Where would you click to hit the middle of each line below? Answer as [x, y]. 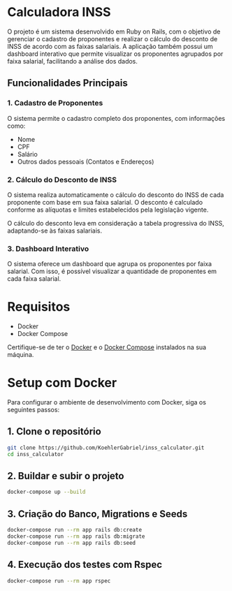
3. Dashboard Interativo [48, 249]
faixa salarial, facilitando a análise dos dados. [73, 61]
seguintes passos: [34, 410]
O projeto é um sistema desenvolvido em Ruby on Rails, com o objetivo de [114, 31]
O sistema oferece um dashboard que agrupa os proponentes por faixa [109, 264]
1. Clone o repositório [54, 431]
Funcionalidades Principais [67, 83]
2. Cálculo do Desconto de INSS [62, 180]
